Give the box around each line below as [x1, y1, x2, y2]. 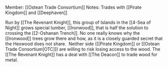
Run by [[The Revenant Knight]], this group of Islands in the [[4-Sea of [5, 20, 151, 25]
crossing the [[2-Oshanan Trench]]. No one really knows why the [5, 30, 140, 36]
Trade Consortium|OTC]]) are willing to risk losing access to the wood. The [5, 46, 161, 52]
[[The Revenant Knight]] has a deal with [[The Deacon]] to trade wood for [5, 51, 157, 57]
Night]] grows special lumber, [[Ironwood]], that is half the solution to [5, 25, 148, 31]
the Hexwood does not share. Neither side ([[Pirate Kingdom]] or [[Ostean [5, 41, 160, 47]
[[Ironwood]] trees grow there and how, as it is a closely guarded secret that [5, 35, 163, 41]
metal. [5, 57, 19, 62]
